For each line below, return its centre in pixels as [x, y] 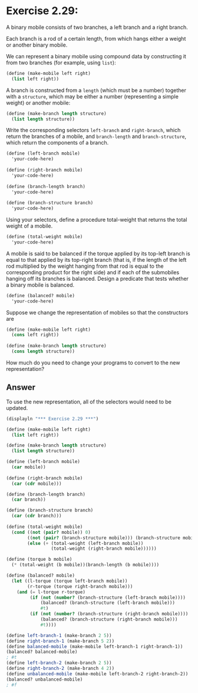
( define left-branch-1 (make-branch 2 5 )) [59, 635]
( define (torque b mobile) [39, 559]
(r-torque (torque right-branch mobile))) [80, 586]
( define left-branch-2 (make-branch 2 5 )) [59, 663]
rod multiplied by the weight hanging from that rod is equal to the [85, 266]
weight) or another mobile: [38, 103]
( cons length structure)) [43, 352]
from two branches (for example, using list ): [61, 63]
